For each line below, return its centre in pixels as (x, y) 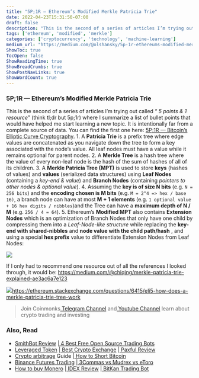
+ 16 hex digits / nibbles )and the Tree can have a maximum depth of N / (98, 206)
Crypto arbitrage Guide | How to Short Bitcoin (70, 355)
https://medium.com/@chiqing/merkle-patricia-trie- (121, 273)
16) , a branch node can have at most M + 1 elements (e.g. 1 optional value (99, 200)
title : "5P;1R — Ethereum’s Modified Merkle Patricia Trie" (82, 12)
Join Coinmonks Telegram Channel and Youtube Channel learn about (105, 309)
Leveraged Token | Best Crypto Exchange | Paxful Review (85, 350)
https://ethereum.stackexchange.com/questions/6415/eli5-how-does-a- (100, 291)
